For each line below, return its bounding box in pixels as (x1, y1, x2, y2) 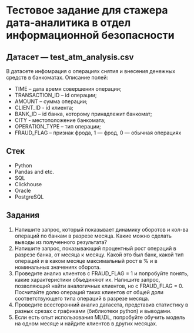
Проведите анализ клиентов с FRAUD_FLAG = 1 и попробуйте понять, (14, 269, 189, 277)
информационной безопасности (6, 29, 175, 42)
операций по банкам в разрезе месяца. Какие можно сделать (14, 232, 172, 239)
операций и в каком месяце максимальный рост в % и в (14, 257, 158, 264)
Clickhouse (14, 180, 42, 187)
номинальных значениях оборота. (14, 263, 101, 271)
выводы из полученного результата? (14, 238, 108, 245)
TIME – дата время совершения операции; (14, 85, 122, 92)
